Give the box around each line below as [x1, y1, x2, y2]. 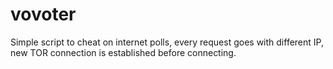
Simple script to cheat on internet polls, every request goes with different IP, [10, 36, 324, 48]
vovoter [10, 3, 77, 26]
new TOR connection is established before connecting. [10, 46, 237, 58]
